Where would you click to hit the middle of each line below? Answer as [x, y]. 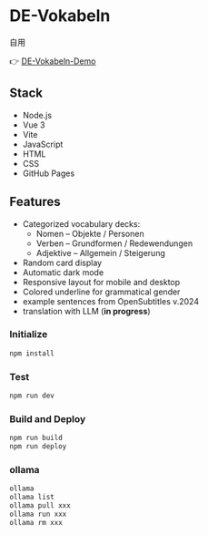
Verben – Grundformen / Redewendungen [114, 243]
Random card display [62, 262]
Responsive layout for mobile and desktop [101, 282]
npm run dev [32, 396]
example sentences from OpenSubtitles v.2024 [111, 301]
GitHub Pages [49, 173]
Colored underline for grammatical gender [101, 292]
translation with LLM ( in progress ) [87, 311]
